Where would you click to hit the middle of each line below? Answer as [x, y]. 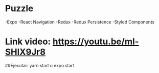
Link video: [28, 42]
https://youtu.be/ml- [96, 42]
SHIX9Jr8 [25, 52]
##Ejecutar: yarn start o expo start [40, 65]
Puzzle [19, 9]
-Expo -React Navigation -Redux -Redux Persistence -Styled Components [80, 22]
